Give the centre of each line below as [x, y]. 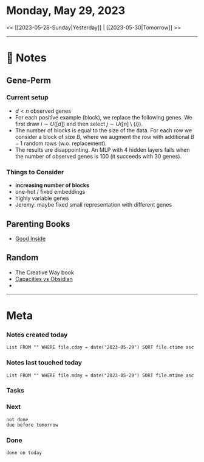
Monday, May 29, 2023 [66, 11]
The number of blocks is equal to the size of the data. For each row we [104, 130]
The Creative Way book [44, 272]
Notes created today [37, 335]
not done [17, 419]
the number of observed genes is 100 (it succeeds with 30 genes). [98, 156]
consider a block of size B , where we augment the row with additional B [104, 137]
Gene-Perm [29, 80]
